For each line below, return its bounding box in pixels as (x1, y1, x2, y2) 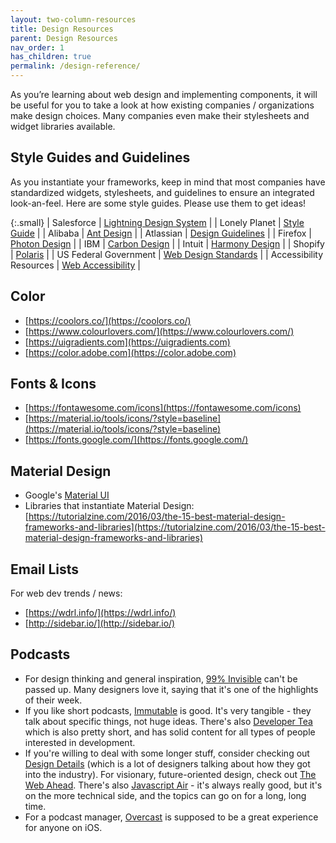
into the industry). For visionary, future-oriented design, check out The (24, 768, 317, 780)
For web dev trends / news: (10, 587, 123, 600)
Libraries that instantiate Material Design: (24, 500, 195, 512)
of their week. (24, 694, 83, 706)
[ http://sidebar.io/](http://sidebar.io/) (24, 617, 176, 630)
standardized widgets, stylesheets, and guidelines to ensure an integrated (10, 186, 315, 198)
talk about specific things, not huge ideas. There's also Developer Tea (24, 715, 313, 727)
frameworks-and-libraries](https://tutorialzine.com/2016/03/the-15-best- (24, 521, 326, 533)
